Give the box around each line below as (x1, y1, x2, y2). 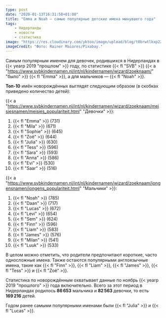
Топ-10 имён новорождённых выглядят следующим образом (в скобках (5, 83, 159, 89)
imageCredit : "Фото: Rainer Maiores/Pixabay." (5, 44, 103, 49)
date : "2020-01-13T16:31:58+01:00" (5, 12, 79, 17)
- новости (14, 30, 35, 35)
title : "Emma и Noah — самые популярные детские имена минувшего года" (5, 16, 156, 21)
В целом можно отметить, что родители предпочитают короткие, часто (5, 252, 157, 258)
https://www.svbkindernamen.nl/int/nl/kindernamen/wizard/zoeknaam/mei (7, 103, 159, 109)
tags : (5, 21, 17, 26)
